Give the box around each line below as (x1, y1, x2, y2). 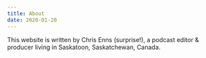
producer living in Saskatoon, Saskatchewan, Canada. (7, 43, 161, 51)
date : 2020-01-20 (7, 17, 57, 23)
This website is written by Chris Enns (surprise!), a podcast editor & (7, 35, 199, 43)
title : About (7, 10, 45, 17)
